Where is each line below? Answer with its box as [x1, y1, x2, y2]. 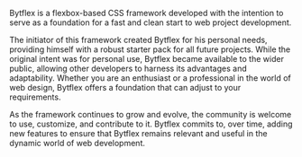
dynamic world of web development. [9, 138, 146, 148]
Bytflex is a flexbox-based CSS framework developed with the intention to [9, 8, 284, 18]
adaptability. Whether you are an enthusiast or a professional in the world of [9, 73, 291, 83]
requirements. [9, 92, 61, 102]
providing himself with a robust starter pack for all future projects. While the [9, 44, 291, 55]
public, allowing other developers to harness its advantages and [9, 63, 247, 74]
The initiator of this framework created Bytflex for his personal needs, [9, 35, 268, 45]
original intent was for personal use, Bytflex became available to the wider [9, 54, 284, 64]
